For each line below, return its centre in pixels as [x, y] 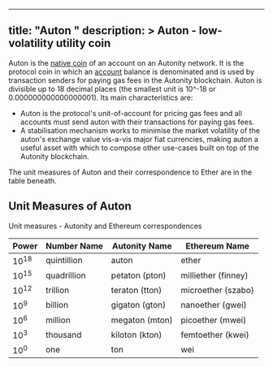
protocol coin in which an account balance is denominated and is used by [131, 71]
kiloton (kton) [136, 335]
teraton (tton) [136, 290]
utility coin [83, 43]
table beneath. [32, 180]
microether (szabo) [217, 290]
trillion [58, 290]
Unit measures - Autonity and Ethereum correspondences [105, 226]
